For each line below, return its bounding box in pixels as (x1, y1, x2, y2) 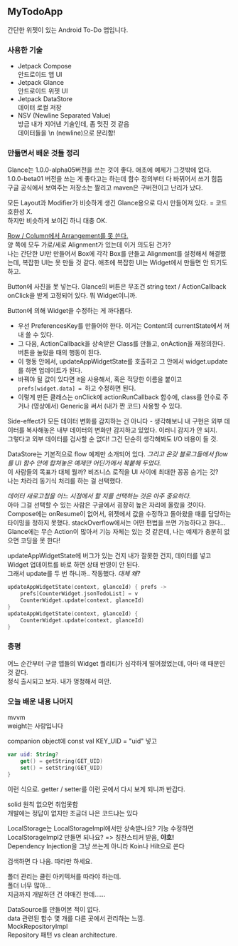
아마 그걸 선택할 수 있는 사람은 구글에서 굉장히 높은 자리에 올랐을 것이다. (7, 500, 206, 509)
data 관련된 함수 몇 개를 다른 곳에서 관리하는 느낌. (7, 914, 146, 922)
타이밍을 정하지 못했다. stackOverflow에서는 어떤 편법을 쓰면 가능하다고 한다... (7, 518, 226, 527)
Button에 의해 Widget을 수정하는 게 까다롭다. (7, 307, 133, 315)
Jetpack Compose (17, 62, 72, 71)
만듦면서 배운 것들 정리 (7, 148, 80, 158)
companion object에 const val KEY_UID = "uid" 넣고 (7, 737, 158, 746)
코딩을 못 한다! (20, 536, 60, 545)
